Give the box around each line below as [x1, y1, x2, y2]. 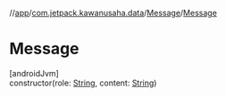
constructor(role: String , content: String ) [9, 77, 157, 88]
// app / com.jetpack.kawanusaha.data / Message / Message [9, 8, 217, 18]
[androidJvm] [9, 68, 60, 78]
